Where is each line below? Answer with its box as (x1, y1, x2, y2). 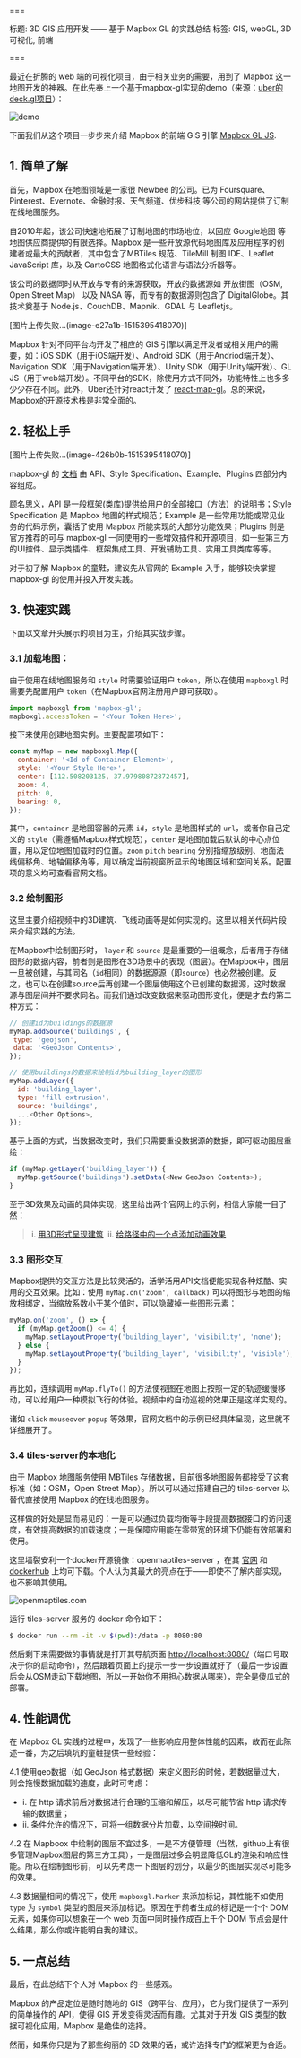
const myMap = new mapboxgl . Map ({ (9, 747, 139, 756)
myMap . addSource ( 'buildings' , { (9, 1027, 130, 1036)
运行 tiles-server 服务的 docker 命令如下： (9, 1613, 165, 1624)
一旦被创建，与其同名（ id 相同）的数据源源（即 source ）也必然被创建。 (9, 967, 270, 977)
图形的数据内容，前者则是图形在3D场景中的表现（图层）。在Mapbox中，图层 (9, 956, 289, 967)
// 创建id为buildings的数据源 (9, 1019, 113, 1028)
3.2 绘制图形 (9, 892, 64, 905)
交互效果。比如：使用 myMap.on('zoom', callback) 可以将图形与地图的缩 (24, 1287, 291, 1298)
